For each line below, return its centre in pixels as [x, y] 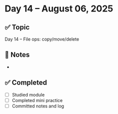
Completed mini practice [37, 100]
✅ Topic [17, 27]
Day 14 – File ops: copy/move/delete [42, 39]
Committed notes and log [38, 106]
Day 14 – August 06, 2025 [59, 9]
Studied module [28, 94]
